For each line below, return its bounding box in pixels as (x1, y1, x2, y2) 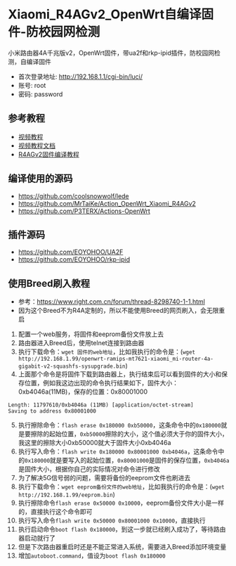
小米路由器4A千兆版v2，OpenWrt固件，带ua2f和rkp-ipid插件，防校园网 (8, 49, 215, 57)
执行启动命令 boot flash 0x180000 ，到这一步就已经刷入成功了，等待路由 (18, 525, 226, 534)
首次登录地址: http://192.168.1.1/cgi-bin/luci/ (18, 72, 143, 81)
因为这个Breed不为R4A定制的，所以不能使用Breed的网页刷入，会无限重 (18, 307, 225, 315)
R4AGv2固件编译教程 (18, 150, 79, 158)
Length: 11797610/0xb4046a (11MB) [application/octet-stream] (8, 401, 194, 409)
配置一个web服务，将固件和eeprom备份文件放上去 (18, 330, 164, 338)
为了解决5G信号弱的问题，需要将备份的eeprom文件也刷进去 (18, 474, 191, 482)
